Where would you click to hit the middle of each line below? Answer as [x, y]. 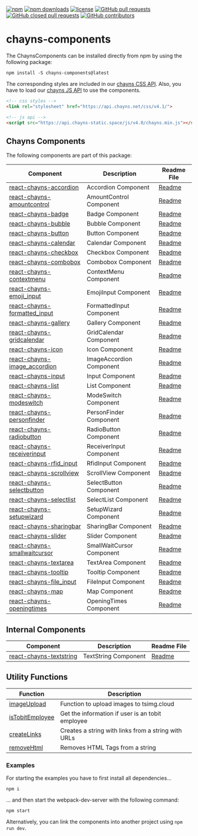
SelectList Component [117, 500]
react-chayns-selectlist [42, 500]
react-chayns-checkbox [44, 253]
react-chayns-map [36, 591]
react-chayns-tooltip [39, 573]
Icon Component [110, 349]
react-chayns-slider [38, 536]
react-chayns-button [39, 233]
